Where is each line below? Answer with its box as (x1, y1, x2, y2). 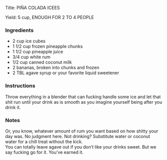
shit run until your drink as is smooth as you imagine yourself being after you (5, 99, 163, 105)
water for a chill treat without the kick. (5, 139, 83, 145)
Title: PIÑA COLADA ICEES (5, 5, 60, 10)
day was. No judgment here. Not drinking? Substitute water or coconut (5, 133, 151, 139)
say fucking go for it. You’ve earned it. (5, 149, 84, 155)
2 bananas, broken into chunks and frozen (12, 65, 100, 71)
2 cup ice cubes (12, 38, 46, 44)
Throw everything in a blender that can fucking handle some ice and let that (5, 94, 161, 100)
